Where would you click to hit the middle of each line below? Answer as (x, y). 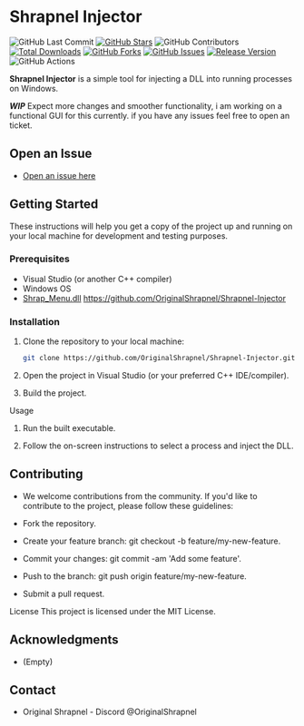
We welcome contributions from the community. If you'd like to (140, 495)
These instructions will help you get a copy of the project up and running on (151, 226)
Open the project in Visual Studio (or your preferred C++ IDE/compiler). (156, 376)
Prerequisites (39, 259)
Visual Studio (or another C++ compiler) (97, 279)
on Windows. (34, 88)
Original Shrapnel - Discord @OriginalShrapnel (109, 712)
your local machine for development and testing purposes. (119, 235)
